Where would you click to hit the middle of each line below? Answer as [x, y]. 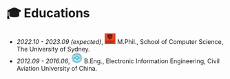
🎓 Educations [48, 13]
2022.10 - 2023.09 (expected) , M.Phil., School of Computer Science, [120, 41]
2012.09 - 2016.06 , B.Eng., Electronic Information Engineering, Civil [118, 61]
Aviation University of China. [57, 68]
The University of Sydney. [53, 49]
